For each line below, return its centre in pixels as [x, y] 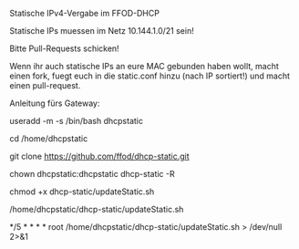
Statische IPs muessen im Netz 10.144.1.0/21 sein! [102, 31]
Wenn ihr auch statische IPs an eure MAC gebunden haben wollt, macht [144, 66]
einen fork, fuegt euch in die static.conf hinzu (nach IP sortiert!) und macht [149, 76]
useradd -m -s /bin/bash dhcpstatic [77, 121]
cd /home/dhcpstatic [49, 139]
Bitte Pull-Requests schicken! [65, 48]
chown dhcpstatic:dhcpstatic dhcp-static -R [92, 174]
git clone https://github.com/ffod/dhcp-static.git [99, 156]
